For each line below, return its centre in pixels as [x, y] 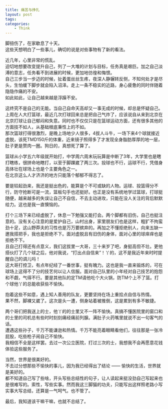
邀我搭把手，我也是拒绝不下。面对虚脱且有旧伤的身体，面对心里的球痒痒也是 [84, 234]
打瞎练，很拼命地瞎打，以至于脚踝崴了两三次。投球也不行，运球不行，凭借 [82, 162]
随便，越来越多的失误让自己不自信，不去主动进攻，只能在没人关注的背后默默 [84, 198]
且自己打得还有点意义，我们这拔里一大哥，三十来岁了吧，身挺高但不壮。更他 [84, 246]
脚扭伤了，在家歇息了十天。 [34, 43]
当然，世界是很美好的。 [29, 359]
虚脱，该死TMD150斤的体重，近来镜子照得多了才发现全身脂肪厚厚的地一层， [84, 139]
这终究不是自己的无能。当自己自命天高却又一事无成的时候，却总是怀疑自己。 [84, 108]
